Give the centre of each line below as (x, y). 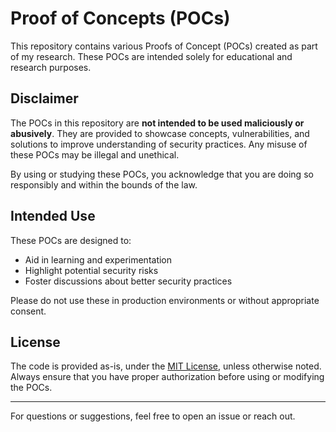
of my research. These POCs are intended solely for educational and (151, 56)
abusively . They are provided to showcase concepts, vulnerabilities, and (160, 133)
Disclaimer (44, 98)
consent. (28, 311)
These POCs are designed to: (71, 240)
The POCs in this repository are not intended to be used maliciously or (157, 123)
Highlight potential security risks (91, 270)
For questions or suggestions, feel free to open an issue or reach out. (153, 416)
